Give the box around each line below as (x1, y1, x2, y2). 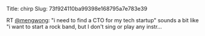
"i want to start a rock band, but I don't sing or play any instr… (6, 23, 162, 30)
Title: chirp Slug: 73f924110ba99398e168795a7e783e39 (6, 5, 148, 12)
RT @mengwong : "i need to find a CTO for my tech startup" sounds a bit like (6, 17, 199, 23)
